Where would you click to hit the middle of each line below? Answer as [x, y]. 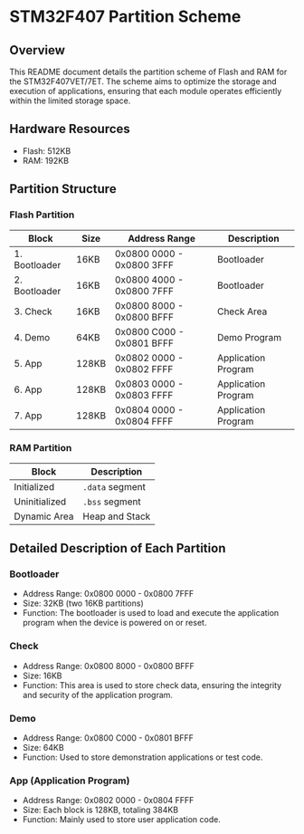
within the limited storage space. [70, 101]
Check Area [242, 312]
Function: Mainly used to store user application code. [122, 820]
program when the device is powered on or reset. [114, 623]
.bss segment [112, 502]
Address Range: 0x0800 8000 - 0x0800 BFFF [108, 666]
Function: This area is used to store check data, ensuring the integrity [152, 685]
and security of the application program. [98, 695]
